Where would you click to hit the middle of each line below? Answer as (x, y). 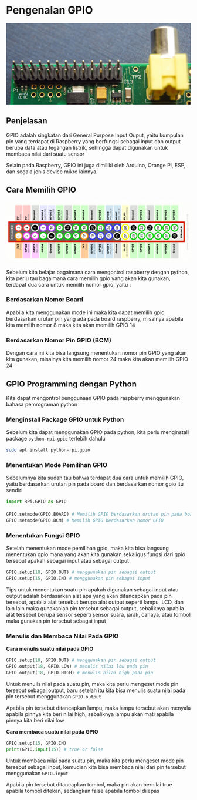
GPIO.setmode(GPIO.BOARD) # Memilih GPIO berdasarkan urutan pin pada (94, 515)
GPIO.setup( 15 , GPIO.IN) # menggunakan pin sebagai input (78, 579)
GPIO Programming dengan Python (71, 384)
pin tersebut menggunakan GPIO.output (54, 696)
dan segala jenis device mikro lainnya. (52, 172)
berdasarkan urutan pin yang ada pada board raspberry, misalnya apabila (95, 318)
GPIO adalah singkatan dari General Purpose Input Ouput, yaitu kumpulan (95, 135)
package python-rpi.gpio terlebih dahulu (56, 439)
